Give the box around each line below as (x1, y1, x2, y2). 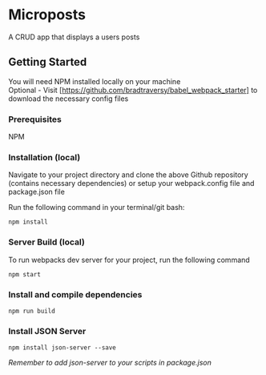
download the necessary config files (8, 94, 129, 103)
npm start (8, 270, 42, 278)
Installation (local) (8, 151, 81, 163)
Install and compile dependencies (8, 288, 143, 300)
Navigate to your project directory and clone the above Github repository (8, 170, 248, 179)
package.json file (8, 187, 66, 197)
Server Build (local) (8, 236, 86, 248)
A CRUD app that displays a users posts (8, 32, 140, 42)
